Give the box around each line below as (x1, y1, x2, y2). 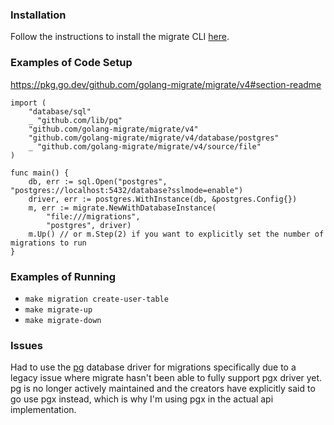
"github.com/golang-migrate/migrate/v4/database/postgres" (28, 133, 280, 143)
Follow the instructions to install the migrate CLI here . (10, 31, 230, 43)
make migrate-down (24, 315, 102, 325)
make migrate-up (24, 304, 93, 315)
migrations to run (10, 238, 87, 248)
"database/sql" (28, 106, 92, 117)
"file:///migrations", (46, 211, 141, 222)
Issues (10, 338, 44, 352)
